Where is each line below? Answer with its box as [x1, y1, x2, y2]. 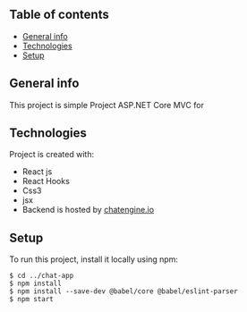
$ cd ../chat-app [9, 272, 74, 281]
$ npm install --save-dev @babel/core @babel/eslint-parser [9, 287, 239, 296]
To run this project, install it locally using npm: [9, 254, 179, 265]
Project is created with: [9, 149, 95, 160]
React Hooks [21, 176, 70, 187]
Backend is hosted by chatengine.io [21, 205, 155, 215]
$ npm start [9, 295, 54, 304]
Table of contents [9, 7, 109, 22]
